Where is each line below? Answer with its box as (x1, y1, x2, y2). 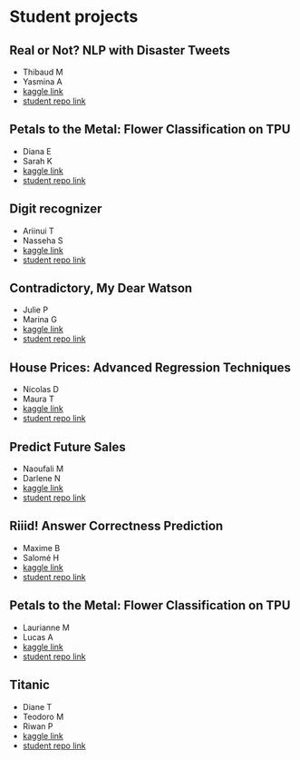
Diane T (22, 701, 53, 712)
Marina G (22, 314, 57, 325)
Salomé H (22, 552, 60, 563)
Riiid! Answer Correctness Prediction (9, 518, 224, 534)
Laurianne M (22, 622, 70, 633)
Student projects (9, 6, 139, 27)
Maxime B (22, 542, 61, 553)
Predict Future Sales (9, 439, 126, 455)
